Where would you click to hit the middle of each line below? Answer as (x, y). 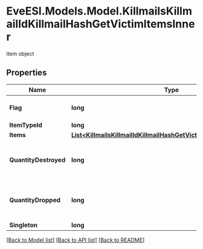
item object (20, 53)
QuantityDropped (35, 200)
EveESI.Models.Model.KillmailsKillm (99, 11)
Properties (27, 73)
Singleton (24, 225)
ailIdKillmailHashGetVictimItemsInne (101, 24)
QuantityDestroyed (37, 160)
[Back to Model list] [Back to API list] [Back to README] (76, 240)
